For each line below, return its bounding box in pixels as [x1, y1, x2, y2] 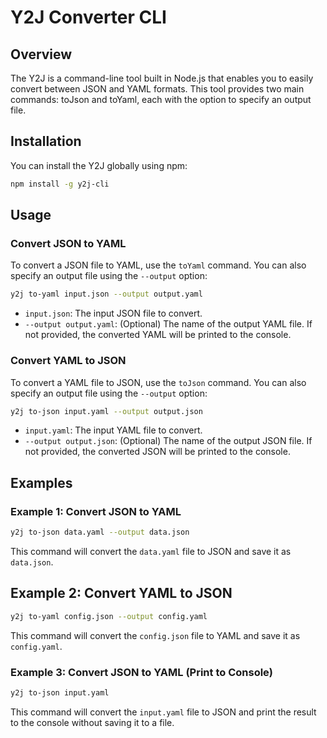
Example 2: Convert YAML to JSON [10, 585, 233, 602]
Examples [10, 474, 73, 491]
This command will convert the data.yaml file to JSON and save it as [10, 545, 292, 557]
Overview [10, 46, 73, 63]
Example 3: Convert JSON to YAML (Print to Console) [10, 665, 273, 679]
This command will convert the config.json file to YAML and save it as [10, 629, 301, 641]
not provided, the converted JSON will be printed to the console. [24, 446, 291, 458]
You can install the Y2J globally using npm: [10, 159, 188, 171]
